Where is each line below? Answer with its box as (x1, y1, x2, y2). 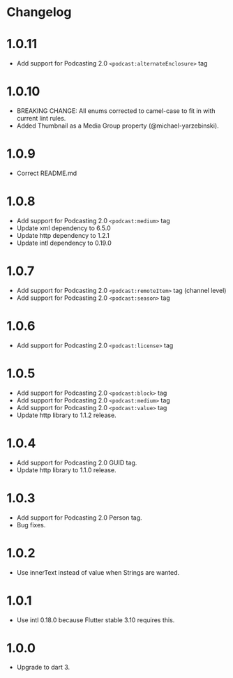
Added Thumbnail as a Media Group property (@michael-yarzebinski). (16, 121, 219, 130)
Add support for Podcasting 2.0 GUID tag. (16, 458, 137, 467)
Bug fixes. (16, 520, 46, 529)
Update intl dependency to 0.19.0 (16, 239, 112, 247)
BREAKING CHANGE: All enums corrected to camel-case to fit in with (16, 107, 216, 115)
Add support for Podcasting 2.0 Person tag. (16, 513, 142, 522)
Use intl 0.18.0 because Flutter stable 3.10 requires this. (16, 615, 175, 624)
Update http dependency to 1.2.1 (16, 231, 110, 239)
